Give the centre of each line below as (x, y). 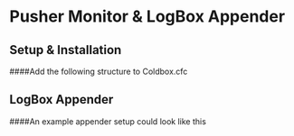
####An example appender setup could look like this (108, 121)
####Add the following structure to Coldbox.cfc (99, 71)
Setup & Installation (66, 50)
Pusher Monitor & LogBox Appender (147, 17)
